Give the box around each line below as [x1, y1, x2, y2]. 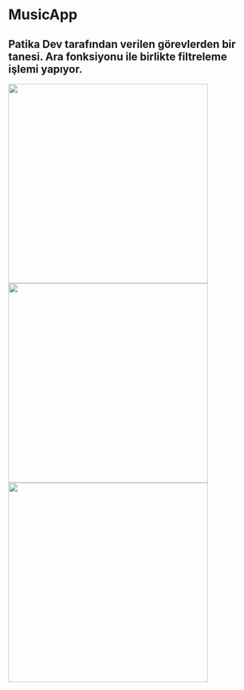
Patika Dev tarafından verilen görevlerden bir [8, 37, 237, 51]
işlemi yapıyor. [8, 62, 83, 76]
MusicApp [8, 6, 78, 24]
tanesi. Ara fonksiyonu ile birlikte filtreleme [8, 49, 227, 63]
